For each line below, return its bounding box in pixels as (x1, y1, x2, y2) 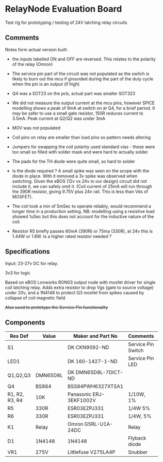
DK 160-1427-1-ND (67, 358, 118, 365)
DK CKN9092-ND (67, 344, 109, 351)
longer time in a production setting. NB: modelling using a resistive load (12, 208, 155, 214)
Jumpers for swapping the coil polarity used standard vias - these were (12, 144, 155, 150)
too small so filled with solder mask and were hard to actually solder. (12, 149, 149, 154)
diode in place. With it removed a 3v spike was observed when (12, 173, 138, 179)
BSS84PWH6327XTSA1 (67, 383, 124, 390)
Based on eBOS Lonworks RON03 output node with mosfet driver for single (5, 279, 156, 285)
